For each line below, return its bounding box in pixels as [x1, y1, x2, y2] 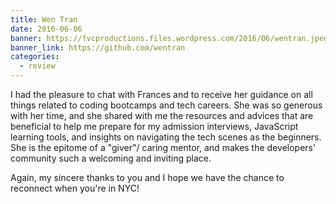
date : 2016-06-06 [10, 24, 83, 34]
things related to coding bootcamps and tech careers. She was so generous [10, 99, 323, 111]
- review [19, 61, 56, 71]
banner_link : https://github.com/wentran [10, 42, 186, 53]
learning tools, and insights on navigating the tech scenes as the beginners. [10, 131, 322, 143]
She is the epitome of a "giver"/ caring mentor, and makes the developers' [10, 142, 317, 153]
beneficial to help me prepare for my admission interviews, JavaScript [10, 121, 299, 132]
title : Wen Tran [10, 14, 78, 25]
